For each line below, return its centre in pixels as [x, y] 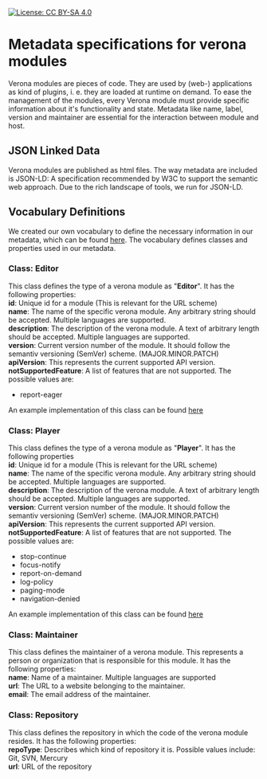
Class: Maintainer [43, 635]
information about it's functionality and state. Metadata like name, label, [126, 108]
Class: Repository [43, 715]
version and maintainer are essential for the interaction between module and [133, 117]
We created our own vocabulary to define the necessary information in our [131, 231]
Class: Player [34, 430]
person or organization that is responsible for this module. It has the [120, 660]
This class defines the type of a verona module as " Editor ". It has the [122, 286]
